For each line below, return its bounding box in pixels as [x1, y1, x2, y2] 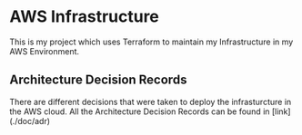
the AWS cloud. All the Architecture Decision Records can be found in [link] [9, 106, 291, 117]
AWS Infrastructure [9, 6, 159, 27]
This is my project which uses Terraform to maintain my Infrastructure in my [9, 36, 294, 47]
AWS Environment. [9, 45, 80, 56]
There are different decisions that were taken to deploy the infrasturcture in [9, 96, 292, 107]
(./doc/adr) [9, 115, 51, 126]
